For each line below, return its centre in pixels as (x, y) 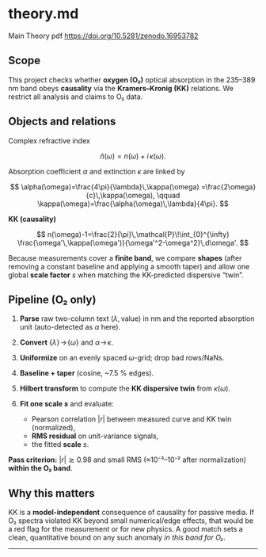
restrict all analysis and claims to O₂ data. (76, 97)
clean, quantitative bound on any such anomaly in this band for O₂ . (117, 538)
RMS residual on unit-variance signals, (95, 436)
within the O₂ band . (40, 468)
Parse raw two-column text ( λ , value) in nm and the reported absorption (137, 319)
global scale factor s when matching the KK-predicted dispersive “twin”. (126, 275)
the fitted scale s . (60, 444)
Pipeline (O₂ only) (52, 299)
